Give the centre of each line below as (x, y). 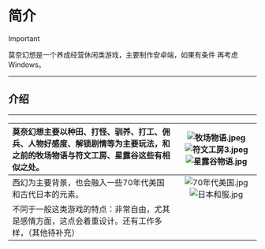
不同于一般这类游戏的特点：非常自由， (84, 209)
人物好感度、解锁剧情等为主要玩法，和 (99, 143)
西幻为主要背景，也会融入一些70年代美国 (88, 182)
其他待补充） (56, 232)
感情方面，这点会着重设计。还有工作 (88, 221)
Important (24, 38)
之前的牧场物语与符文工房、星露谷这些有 (88, 155)
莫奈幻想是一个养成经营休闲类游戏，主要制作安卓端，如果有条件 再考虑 (123, 54)
